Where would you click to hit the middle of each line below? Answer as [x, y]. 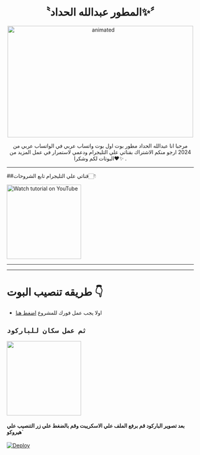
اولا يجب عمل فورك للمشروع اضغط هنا [59, 312]
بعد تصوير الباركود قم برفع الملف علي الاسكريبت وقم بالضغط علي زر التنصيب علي [96, 426]
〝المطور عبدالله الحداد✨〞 [100, 12]
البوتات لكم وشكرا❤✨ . [100, 158]
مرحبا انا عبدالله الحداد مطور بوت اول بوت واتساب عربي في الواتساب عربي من [100, 146]
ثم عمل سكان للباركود [47, 331]
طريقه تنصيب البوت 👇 [55, 292]
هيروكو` [15, 432]
